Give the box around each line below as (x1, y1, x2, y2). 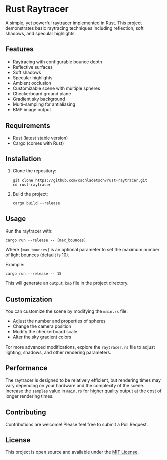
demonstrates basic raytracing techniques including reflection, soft (5, 25, 144, 31)
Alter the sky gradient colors (12, 334, 72, 340)
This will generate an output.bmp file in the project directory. (5, 280, 129, 286)
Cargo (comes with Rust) (12, 140, 64, 146)
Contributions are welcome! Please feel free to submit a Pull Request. (5, 421, 148, 427)
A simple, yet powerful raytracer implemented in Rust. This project (5, 20, 142, 26)
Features (5, 45, 34, 53)
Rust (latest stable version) (12, 135, 68, 141)
